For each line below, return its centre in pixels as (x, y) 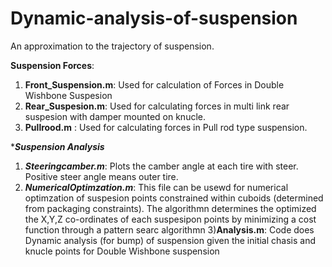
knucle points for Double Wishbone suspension (122, 251)
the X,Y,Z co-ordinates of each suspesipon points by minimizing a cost (170, 219)
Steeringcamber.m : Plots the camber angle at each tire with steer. (161, 166)
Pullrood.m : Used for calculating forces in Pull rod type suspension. (166, 127)
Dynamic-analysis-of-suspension (154, 18)
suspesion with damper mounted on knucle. (115, 116)
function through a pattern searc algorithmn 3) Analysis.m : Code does (169, 229)
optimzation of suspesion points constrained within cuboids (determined (174, 198)
